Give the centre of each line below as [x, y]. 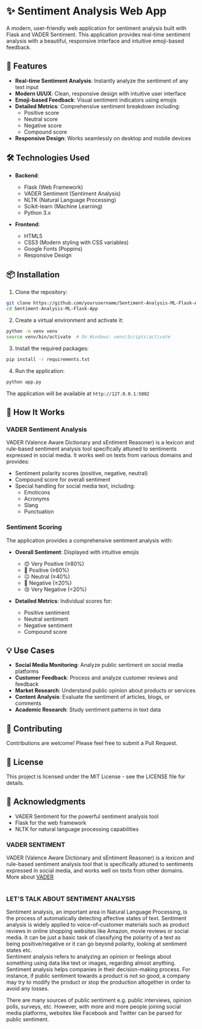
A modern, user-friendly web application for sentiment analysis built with [96, 28]
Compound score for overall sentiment [63, 480]
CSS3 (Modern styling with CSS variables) [76, 242]
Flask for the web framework [50, 823]
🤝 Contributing [34, 729]
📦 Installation [33, 275]
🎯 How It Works [35, 412]
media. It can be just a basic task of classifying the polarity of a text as [93, 938]
